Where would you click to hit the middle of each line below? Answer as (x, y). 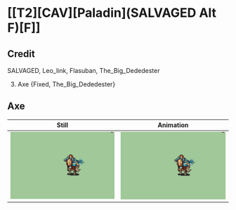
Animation (173, 125)
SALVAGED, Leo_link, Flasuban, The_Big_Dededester (84, 71)
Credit (21, 54)
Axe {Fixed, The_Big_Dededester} (66, 84)
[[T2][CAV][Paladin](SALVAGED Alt (112, 13)
